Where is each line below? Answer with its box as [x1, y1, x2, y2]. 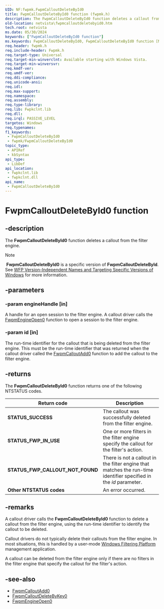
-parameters [5, 286, 44, 294]
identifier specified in [102, 472, 151, 479]
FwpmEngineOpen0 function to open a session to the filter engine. [5, 317, 139, 323]
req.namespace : [5, 93, 36, 98]
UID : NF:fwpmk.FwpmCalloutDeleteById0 [5, 7, 84, 12]
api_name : [5, 180, 25, 184]
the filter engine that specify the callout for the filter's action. [5, 561, 127, 567]
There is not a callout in [102, 454, 157, 461]
